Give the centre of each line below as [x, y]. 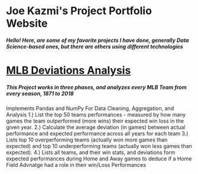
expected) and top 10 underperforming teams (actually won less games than [99, 146]
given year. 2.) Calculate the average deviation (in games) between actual [96, 127]
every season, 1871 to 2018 [40, 94]
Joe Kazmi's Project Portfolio [79, 11]
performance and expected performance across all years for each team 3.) [97, 133]
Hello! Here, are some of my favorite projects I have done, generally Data [98, 40]
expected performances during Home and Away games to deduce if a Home [99, 159]
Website [27, 23]
